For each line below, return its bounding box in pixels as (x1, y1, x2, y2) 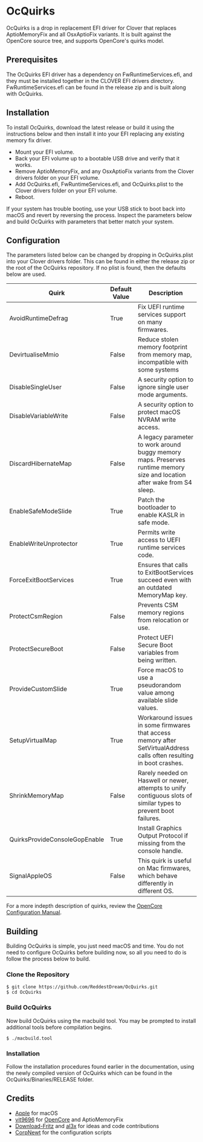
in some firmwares (138, 721, 191, 730)
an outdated (138, 583, 172, 592)
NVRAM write (138, 416, 176, 424)
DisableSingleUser (9, 383, 62, 392)
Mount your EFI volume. (14, 148, 74, 156)
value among (138, 689, 175, 697)
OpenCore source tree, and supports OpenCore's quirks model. (6, 37, 165, 44)
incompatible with (138, 358, 188, 367)
